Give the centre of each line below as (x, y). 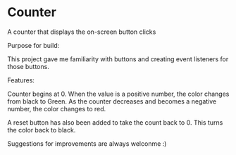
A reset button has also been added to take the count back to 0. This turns (115, 122)
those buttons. (28, 66)
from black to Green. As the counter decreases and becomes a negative (112, 101)
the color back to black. (42, 130)
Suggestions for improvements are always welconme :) (87, 143)
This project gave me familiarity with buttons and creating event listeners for (118, 59)
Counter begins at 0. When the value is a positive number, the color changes (118, 94)
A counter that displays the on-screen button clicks (82, 32)
